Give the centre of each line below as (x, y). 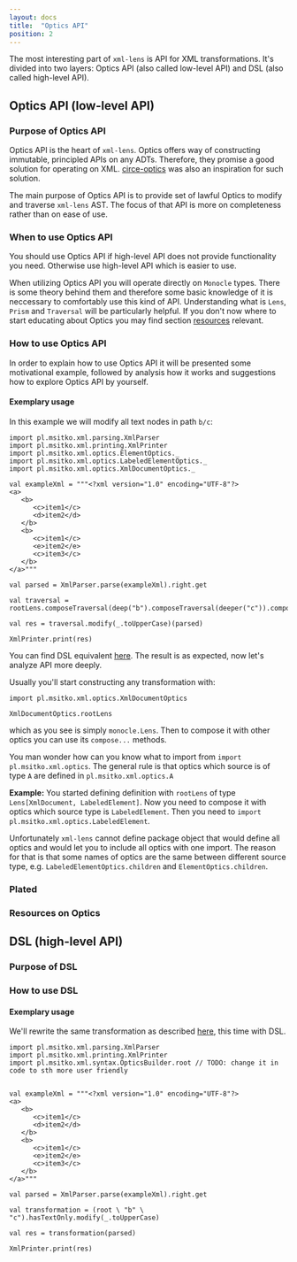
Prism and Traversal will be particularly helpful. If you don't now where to (143, 312)
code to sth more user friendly (69, 1071)
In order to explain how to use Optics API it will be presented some (130, 363)
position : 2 (31, 34)
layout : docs (33, 17)
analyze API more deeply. (56, 665)
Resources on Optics (55, 912)
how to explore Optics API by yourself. (79, 381)
